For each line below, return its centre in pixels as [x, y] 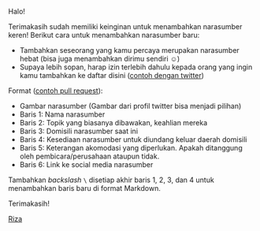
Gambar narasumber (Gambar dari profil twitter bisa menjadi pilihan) [130, 106]
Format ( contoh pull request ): [56, 91]
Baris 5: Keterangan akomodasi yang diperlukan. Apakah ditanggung [131, 148]
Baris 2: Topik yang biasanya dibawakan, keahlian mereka [113, 123]
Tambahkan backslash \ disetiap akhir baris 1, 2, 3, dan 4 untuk [111, 180]
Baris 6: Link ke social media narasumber [86, 164]
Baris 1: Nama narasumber [62, 114]
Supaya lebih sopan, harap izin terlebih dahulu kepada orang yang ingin [136, 67]
